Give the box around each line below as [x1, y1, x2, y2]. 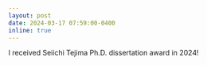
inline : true [8, 26, 52, 34]
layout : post [8, 11, 52, 20]
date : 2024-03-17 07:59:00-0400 [8, 19, 115, 27]
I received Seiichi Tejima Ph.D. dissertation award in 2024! [8, 48, 199, 58]
